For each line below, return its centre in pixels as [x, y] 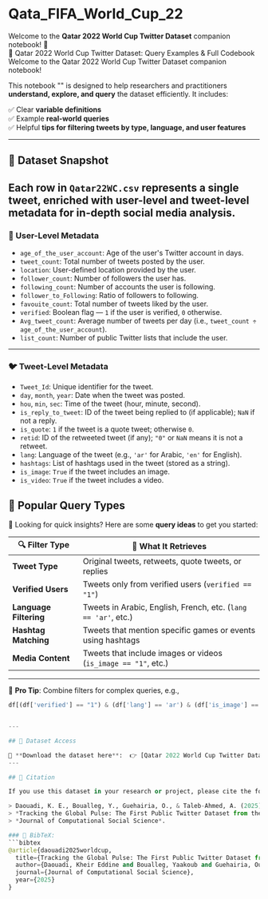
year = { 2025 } [35, 880]
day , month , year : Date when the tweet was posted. [102, 396]
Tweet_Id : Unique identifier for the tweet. [87, 387]
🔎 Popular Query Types [67, 505]
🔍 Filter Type [44, 545]
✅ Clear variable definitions [55, 109]
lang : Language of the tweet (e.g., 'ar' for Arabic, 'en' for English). [131, 455]
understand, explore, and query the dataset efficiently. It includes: [118, 93]
